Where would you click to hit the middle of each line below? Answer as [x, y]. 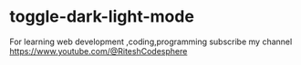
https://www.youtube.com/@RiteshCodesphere [99, 51]
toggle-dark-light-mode [102, 17]
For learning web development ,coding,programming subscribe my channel [151, 42]
